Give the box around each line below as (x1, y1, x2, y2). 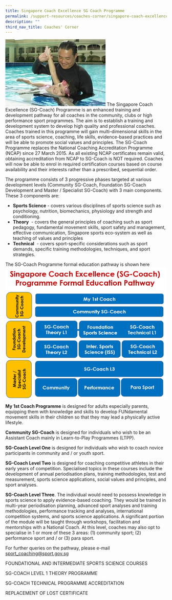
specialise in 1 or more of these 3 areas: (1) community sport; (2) (5, 529, 142, 536)
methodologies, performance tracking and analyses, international (5, 507, 143, 514)
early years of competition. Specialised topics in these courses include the (5, 465, 163, 471)
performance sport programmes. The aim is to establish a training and (5, 118, 153, 124)
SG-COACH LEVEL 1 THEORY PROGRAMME (5, 570, 98, 576)
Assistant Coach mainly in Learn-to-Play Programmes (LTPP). (5, 434, 136, 441)
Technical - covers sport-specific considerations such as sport (12, 241, 148, 247)
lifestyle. (5, 419, 24, 425)
